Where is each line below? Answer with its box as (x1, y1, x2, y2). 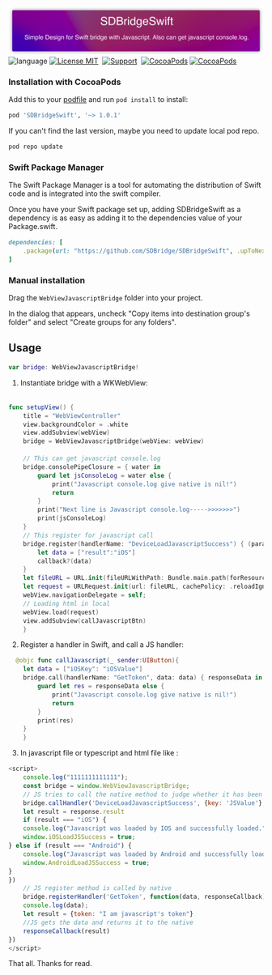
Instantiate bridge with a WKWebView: (19, 377, 148, 387)
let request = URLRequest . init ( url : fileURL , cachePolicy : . (23, 582, 234, 591)
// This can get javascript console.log (23, 454, 161, 463)
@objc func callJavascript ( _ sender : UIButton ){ (15, 657, 180, 665)
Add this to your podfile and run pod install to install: (8, 95, 189, 104)
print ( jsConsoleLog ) (37, 514, 107, 522)
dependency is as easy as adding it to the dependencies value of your (8, 213, 243, 223)
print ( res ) (37, 716, 74, 725)
